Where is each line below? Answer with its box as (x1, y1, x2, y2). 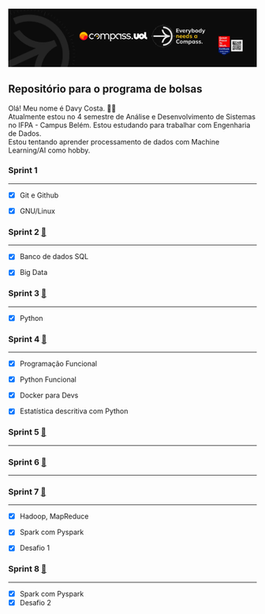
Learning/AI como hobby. (8, 145, 91, 155)
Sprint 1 (8, 165, 38, 176)
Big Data (19, 268, 48, 277)
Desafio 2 (19, 597, 51, 607)
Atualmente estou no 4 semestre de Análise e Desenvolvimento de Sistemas (8, 111, 256, 121)
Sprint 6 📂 (8, 456, 47, 467)
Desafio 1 (19, 543, 50, 553)
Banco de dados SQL (19, 252, 89, 262)
